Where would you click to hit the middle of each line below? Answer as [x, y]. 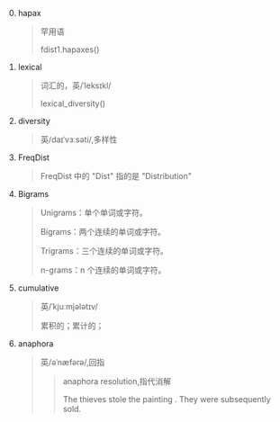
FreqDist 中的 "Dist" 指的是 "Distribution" [116, 176]
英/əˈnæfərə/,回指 [72, 362]
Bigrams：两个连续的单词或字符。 [103, 232]
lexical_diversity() [73, 103]
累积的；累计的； [72, 326]
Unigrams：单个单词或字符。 [94, 212]
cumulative [38, 288]
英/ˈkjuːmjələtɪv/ [69, 306]
